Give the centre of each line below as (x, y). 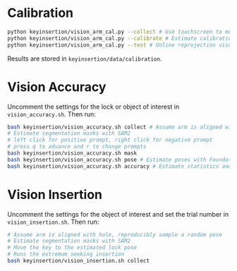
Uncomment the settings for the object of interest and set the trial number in (118, 214)
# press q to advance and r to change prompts (77, 147)
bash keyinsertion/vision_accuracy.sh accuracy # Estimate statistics (113, 166)
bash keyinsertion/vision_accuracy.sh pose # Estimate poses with (107, 159)
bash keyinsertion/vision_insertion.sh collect (79, 261)
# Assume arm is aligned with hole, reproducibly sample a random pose (115, 234)
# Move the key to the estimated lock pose (72, 248)
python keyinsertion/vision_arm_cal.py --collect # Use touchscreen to (115, 32)
